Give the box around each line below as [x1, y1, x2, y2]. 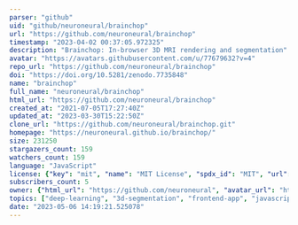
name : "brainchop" [9, 79, 77, 88]
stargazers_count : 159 [9, 144, 93, 153]
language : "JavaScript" [9, 161, 98, 170]
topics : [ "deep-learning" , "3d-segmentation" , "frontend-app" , [9, 194, 248, 204]
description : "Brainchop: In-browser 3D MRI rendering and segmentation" [9, 46, 288, 55]
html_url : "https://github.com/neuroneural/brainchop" [9, 95, 216, 105]
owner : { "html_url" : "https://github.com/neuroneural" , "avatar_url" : [9, 186, 276, 195]
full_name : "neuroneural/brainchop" [9, 87, 145, 96]
